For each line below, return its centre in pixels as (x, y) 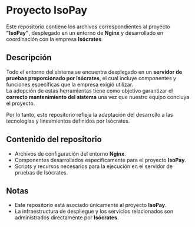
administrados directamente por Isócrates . (67, 218)
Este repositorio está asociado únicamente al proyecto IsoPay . (90, 205)
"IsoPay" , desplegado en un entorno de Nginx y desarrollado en (85, 32)
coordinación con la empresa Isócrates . (54, 39)
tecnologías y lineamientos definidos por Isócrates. (68, 121)
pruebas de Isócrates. (41, 172)
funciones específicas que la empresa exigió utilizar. (70, 84)
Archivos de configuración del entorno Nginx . (70, 153)
